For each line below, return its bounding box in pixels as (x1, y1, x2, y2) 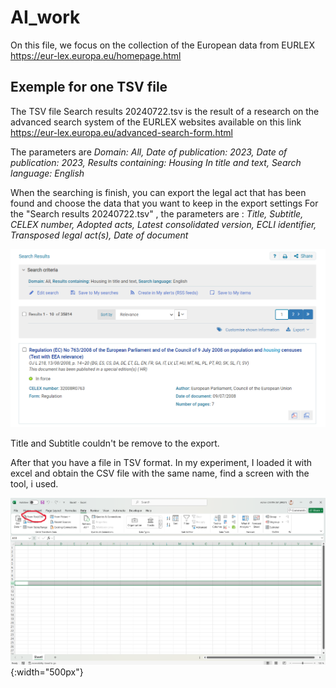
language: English (10, 167, 85, 179)
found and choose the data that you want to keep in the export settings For (10, 197, 319, 209)
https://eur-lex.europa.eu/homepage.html (10, 49, 182, 61)
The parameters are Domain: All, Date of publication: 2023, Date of (10, 146, 288, 158)
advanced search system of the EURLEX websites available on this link (10, 116, 302, 128)
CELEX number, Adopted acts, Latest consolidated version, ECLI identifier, (10, 218, 317, 230)
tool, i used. (10, 477, 59, 490)
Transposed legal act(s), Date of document (10, 229, 189, 241)
